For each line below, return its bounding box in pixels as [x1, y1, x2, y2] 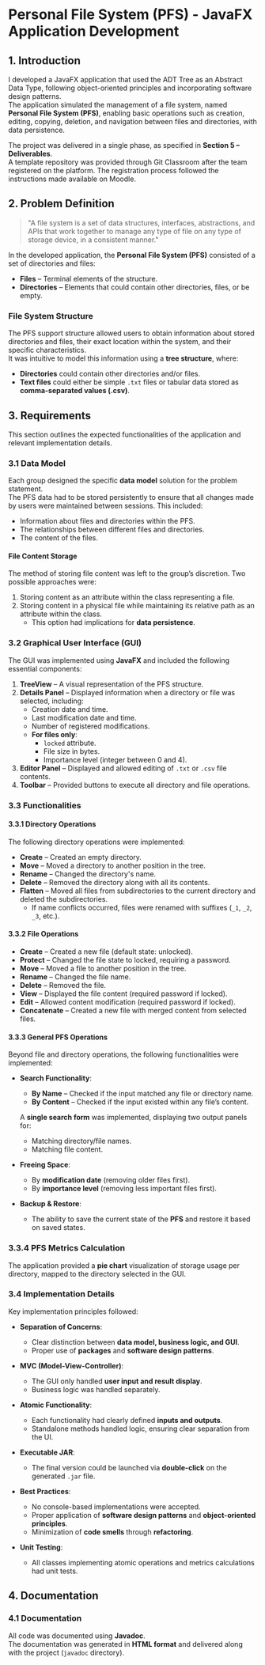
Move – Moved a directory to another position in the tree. [19, 861, 206, 870]
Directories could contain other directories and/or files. [19, 369, 201, 379]
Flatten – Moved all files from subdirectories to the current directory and [19, 886, 256, 895]
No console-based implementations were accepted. [31, 1501, 201, 1512]
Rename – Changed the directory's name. [19, 868, 157, 879]
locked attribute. [43, 738, 97, 747]
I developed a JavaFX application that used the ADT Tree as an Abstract [8, 75, 243, 84]
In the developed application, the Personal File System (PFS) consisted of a [8, 250, 256, 259]
